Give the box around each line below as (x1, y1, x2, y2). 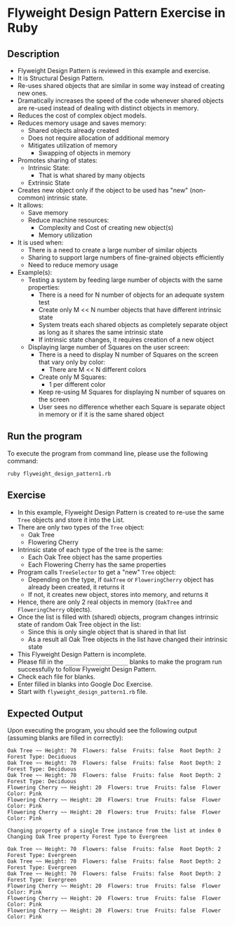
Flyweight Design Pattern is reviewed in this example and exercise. (17, 67, 210, 75)
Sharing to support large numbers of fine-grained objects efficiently (27, 253, 224, 262)
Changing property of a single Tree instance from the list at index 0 (7, 828, 221, 835)
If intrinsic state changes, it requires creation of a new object (38, 335, 214, 344)
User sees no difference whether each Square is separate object (38, 403, 226, 411)
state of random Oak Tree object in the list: (17, 620, 142, 629)
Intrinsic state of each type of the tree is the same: (17, 545, 163, 553)
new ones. (17, 89, 48, 97)
